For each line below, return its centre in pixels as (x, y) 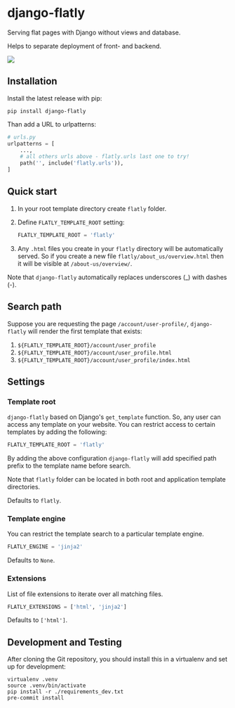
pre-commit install (36, 698)
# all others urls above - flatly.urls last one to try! (105, 157)
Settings (26, 381)
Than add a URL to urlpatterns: (52, 124)
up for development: (37, 667)
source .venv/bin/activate (47, 686)
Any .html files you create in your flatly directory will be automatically (120, 248)
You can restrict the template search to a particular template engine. (106, 534)
